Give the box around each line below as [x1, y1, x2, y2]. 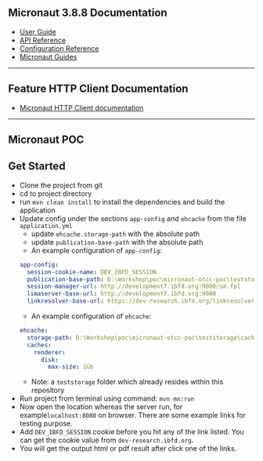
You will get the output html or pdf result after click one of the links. [19, 444, 237, 453]
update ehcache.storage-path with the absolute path [31, 229, 200, 238]
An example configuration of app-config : [31, 245, 163, 255]
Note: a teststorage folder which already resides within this [31, 377, 224, 387]
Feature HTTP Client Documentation [8, 82, 189, 96]
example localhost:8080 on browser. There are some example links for [19, 411, 247, 420]
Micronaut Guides [19, 52, 77, 61]
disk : [40, 356, 59, 364]
